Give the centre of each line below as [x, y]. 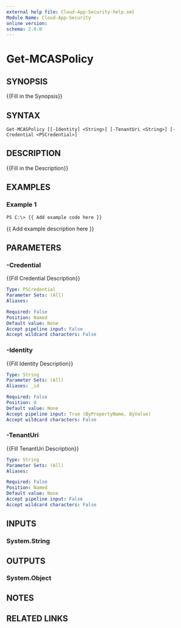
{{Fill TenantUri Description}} [43, 448]
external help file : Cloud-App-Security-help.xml [71, 12]
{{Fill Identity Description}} [40, 363]
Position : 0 [21, 403]
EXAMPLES [28, 187]
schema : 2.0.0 [24, 29]
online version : [27, 23]
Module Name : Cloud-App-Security [49, 18]
